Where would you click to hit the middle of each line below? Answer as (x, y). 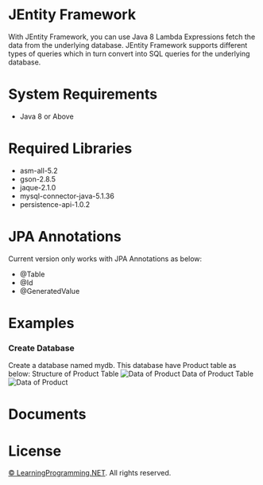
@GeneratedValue (50, 291)
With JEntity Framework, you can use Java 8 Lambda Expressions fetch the (132, 37)
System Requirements (83, 94)
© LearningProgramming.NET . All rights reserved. (90, 473)
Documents (47, 415)
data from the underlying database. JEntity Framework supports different (128, 45)
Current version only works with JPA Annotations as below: (105, 258)
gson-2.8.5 (38, 179)
